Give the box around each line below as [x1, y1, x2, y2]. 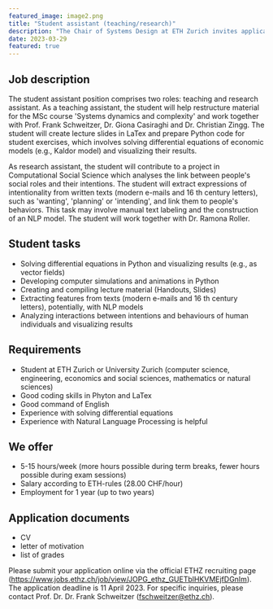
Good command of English [19, 399, 110, 409]
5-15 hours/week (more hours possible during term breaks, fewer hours [19, 462, 260, 471]
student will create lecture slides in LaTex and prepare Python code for [8, 128, 245, 138]
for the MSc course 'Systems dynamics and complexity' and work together [8, 111, 259, 120]
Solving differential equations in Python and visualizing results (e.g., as [19, 258, 258, 269]
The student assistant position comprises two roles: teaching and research [8, 94, 258, 103]
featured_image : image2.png [8, 11, 104, 20]
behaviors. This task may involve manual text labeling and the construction [8, 204, 258, 214]
